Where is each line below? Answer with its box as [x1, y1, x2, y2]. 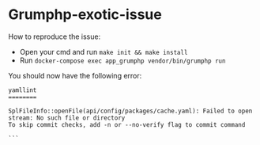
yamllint [8, 86, 37, 94]
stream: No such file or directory [8, 113, 126, 122]
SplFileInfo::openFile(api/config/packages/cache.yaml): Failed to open [8, 107, 253, 115]
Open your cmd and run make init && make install [19, 47, 188, 56]
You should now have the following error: [8, 71, 142, 80]
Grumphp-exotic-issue [8, 6, 162, 24]
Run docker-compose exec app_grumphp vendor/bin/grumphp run [19, 55, 226, 65]
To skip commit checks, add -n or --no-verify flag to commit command [8, 120, 246, 128]
